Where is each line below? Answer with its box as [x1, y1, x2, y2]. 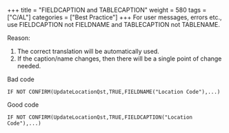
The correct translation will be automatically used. [17, 48, 160, 55]
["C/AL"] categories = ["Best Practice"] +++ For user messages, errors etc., [7, 13, 222, 21]
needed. [17, 62, 41, 70]
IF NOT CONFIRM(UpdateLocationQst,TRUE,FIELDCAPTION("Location [7, 114, 193, 121]
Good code [7, 101, 39, 109]
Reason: [7, 34, 31, 42]
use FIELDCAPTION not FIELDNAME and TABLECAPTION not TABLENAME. [7, 21, 221, 28]
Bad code [7, 75, 34, 83]
